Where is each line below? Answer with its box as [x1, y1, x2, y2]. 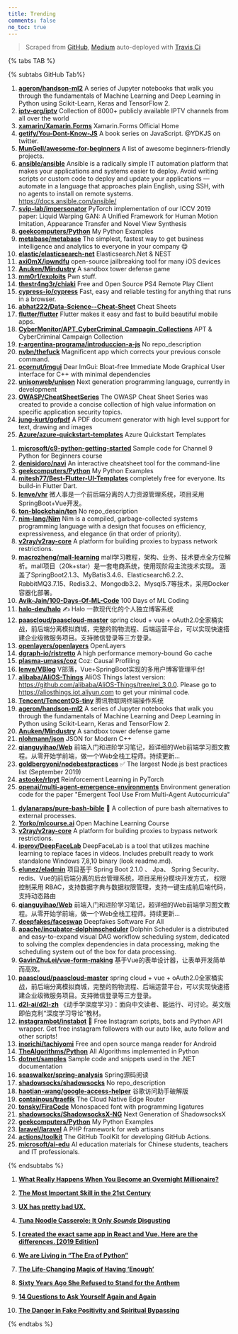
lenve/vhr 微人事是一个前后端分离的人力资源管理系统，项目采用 [18, 490, 205, 499]
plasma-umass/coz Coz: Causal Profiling [18, 657, 140, 665]
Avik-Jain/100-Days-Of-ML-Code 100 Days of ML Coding [18, 597, 190, 605]
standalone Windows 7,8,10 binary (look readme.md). [18, 857, 173, 865]
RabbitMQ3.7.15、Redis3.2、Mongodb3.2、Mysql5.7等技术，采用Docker [18, 580, 229, 588]
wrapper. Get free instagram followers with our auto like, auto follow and [18, 1024, 229, 1033]
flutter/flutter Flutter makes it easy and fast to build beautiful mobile [18, 310, 218, 319]
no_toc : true [8, 23, 47, 30]
